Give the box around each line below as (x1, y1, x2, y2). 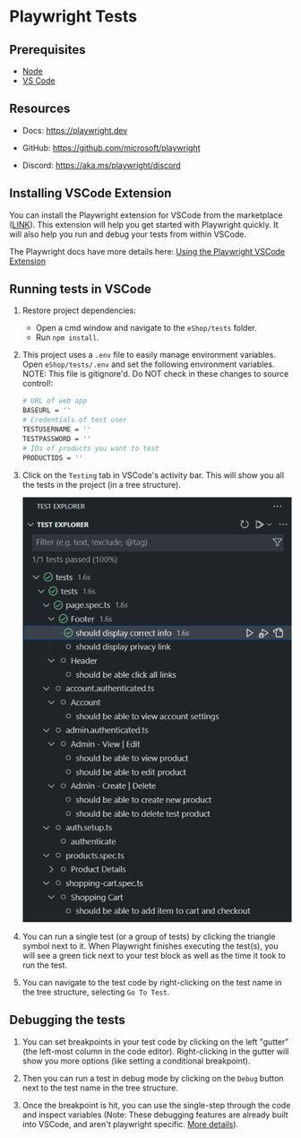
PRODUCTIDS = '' (21, 453, 83, 463)
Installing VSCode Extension (9, 186, 172, 201)
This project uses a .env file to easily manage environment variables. (21, 350, 276, 361)
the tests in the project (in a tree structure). (21, 479, 182, 490)
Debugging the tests (9, 1012, 125, 1028)
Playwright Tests (9, 6, 137, 27)
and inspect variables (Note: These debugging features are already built (21, 1109, 288, 1120)
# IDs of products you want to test (21, 444, 159, 453)
